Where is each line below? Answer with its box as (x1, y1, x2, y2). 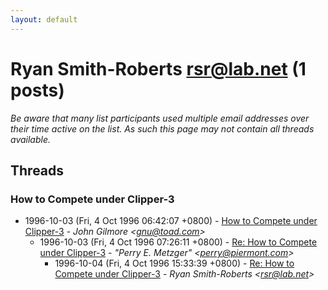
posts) (10, 79, 65, 101)
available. (10, 133, 52, 145)
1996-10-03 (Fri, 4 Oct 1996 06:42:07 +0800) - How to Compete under (24, 215, 318, 227)
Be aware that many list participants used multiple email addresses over (10, 112, 310, 124)
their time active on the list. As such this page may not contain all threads (10, 122, 315, 135)
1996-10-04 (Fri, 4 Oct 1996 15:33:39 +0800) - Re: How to (54, 257, 295, 270)
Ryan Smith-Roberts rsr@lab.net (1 (10, 57, 307, 80)
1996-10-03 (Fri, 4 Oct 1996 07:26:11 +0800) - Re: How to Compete (39, 236, 318, 248)
